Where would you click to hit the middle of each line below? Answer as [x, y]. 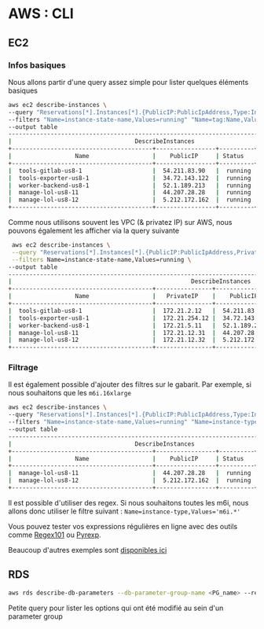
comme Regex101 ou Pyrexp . [55, 535]
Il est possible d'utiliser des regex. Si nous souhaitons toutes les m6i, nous [128, 502]
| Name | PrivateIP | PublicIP [133, 296]
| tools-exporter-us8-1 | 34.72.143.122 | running [130, 178]
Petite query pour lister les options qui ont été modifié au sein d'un [116, 608]
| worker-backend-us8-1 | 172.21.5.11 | [112, 326]
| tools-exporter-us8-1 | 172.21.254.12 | [112, 318]
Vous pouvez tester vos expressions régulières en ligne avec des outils [123, 526]
